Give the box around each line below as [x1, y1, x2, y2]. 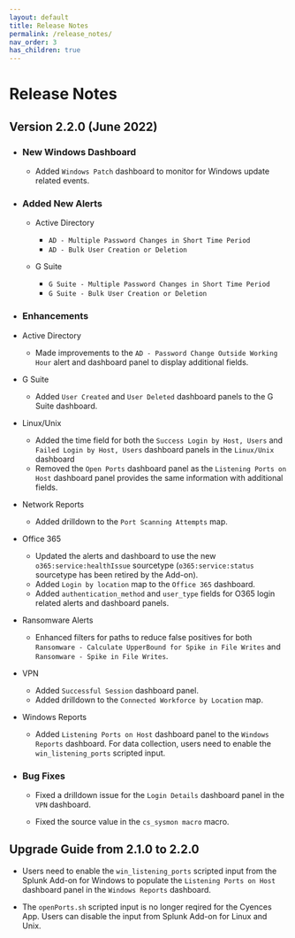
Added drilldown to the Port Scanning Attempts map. [34, 516, 228, 527]
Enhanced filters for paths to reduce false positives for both [34, 632, 253, 642]
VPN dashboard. [34, 799, 91, 810]
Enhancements [21, 310, 89, 322]
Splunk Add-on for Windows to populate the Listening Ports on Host [21, 874, 276, 886]
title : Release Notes [9, 21, 89, 30]
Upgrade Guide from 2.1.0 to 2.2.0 [9, 842, 200, 857]
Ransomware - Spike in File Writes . [34, 650, 169, 661]
